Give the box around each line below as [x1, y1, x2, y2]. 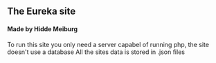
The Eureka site [7, 6, 76, 17]
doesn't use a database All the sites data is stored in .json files [7, 48, 186, 56]
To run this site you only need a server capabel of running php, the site [7, 40, 210, 48]
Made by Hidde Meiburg [7, 24, 78, 33]
